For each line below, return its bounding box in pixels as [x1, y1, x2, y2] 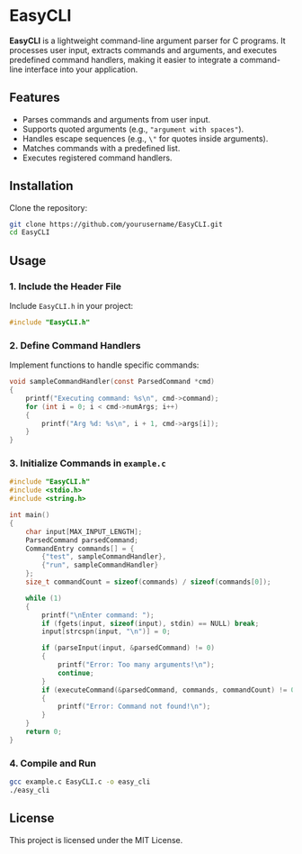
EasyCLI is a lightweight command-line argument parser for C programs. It [9, 35, 286, 46]
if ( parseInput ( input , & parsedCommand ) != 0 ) [41, 643, 216, 653]
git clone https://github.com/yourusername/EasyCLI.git [9, 220, 223, 229]
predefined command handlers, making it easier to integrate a [9, 54, 238, 65]
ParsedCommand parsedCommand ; [25, 535, 139, 545]
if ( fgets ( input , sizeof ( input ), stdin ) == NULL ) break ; [41, 619, 260, 628]
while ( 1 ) [25, 594, 63, 603]
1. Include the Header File [9, 280, 122, 293]
